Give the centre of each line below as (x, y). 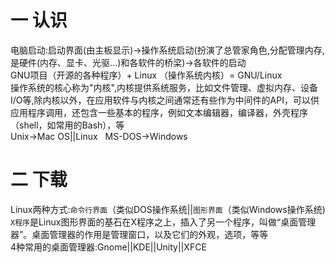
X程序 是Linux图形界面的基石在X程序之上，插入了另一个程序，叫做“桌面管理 (163, 222)
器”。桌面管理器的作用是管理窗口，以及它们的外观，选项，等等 (139, 234)
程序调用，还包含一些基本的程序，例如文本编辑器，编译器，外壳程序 (167, 112)
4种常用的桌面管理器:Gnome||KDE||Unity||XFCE (108, 247)
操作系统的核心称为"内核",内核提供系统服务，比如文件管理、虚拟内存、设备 (164, 87)
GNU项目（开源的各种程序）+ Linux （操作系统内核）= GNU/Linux (146, 75)
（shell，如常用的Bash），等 (67, 125)
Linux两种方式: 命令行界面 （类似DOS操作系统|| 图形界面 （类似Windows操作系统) (168, 209)
